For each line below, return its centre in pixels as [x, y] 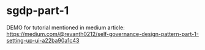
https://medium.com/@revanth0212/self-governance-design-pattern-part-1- [102, 34]
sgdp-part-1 [38, 11]
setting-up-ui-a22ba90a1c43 [43, 40]
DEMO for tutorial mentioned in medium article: [66, 27]
